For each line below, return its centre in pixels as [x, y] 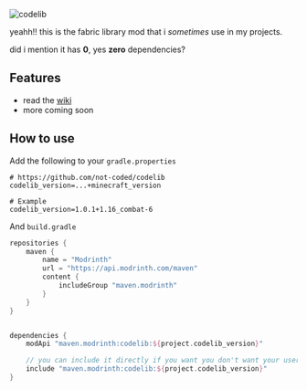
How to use [42, 138]
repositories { [38, 243]
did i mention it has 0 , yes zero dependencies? [97, 49]
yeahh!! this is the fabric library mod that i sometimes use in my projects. [146, 32]
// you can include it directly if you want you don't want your [153, 361]
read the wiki [47, 100]
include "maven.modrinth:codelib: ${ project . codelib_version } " [147, 369]
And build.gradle [43, 226]
